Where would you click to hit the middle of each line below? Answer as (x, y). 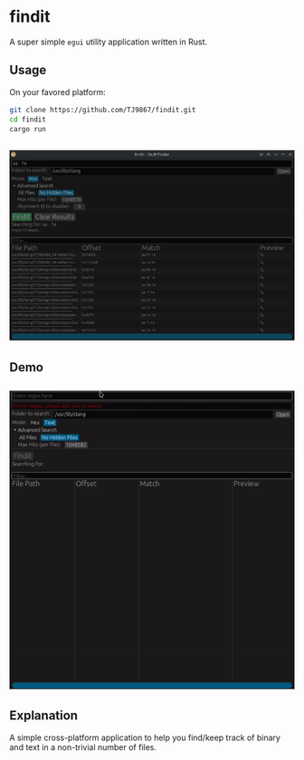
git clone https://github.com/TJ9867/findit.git (103, 110)
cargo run (28, 129)
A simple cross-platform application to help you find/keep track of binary (145, 737)
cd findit (28, 120)
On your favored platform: (57, 91)
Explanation (44, 716)
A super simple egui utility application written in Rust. (109, 42)
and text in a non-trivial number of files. (83, 747)
